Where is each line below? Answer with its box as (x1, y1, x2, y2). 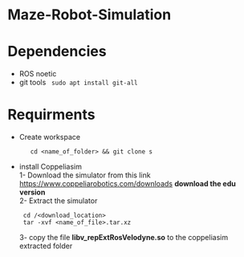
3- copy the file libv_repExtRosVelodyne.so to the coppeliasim (18, 233, 229, 243)
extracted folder (18, 241, 73, 251)
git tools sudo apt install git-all (18, 78, 138, 88)
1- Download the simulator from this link (18, 170, 151, 180)
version (18, 187, 46, 198)
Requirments (7, 106, 96, 124)
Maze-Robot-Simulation (7, 6, 172, 24)
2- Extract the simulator (18, 196, 98, 206)
